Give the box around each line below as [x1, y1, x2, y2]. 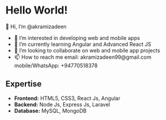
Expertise [5, 79, 42, 89]
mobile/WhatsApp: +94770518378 [14, 62, 98, 69]
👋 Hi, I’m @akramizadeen [5, 23, 67, 30]
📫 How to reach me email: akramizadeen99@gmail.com [14, 54, 152, 61]
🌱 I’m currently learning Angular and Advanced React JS [14, 41, 152, 48]
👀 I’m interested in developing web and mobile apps [14, 34, 140, 41]
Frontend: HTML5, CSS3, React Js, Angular [14, 95, 121, 102]
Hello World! [5, 4, 68, 17]
